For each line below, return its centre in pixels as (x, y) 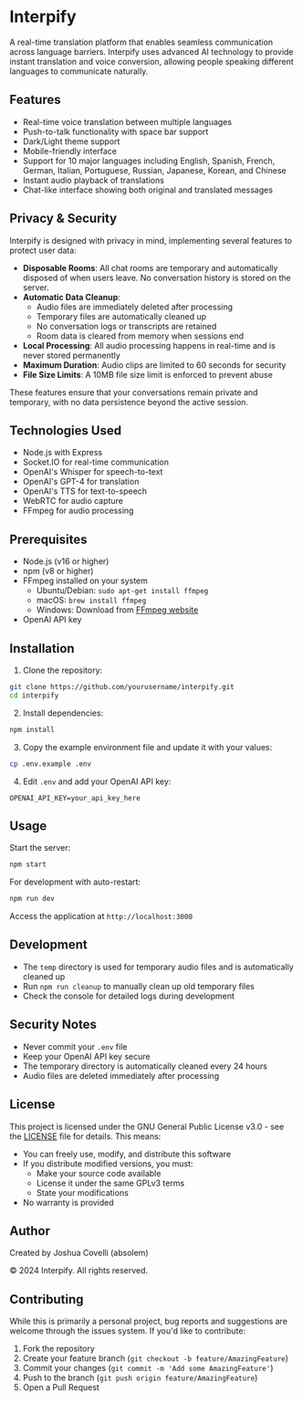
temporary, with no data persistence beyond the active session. (129, 402)
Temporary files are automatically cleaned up (121, 316)
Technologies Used (65, 430)
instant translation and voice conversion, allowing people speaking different (151, 61)
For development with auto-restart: (75, 882)
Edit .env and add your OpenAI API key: (97, 781)
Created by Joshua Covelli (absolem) (79, 1253)
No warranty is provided (68, 1202)
